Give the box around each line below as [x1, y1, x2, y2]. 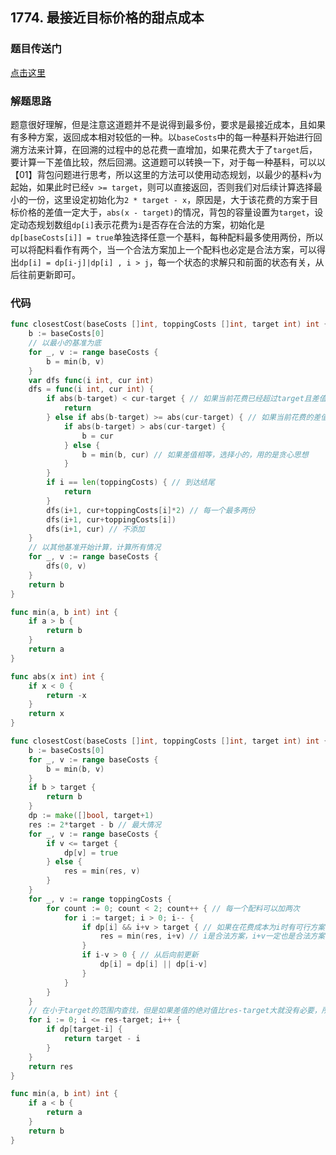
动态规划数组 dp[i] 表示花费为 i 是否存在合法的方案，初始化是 [18, 218, 265, 230]
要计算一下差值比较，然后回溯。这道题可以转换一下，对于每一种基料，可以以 [10, 156, 326, 168]
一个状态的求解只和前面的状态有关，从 [166, 256, 325, 268]
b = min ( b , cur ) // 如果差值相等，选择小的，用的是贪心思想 [81, 449, 309, 460]
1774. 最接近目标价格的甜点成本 [10, 9, 205, 27]
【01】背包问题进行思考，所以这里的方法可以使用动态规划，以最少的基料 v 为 [10, 168, 322, 180]
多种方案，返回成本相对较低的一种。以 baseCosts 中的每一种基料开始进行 [18, 131, 314, 143]
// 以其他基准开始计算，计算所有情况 [28, 543, 162, 553]
